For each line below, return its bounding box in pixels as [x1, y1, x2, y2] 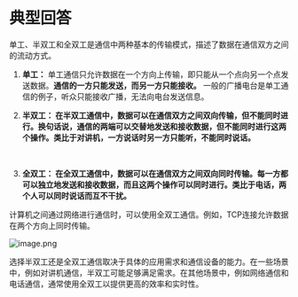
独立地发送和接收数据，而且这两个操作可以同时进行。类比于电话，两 [37, 179, 286, 190]
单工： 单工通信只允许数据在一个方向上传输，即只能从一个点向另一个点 [21, 68, 281, 80]
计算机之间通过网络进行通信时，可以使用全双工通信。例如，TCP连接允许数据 [9, 209, 289, 220]
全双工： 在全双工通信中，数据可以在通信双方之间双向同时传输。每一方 [21, 168, 281, 178]
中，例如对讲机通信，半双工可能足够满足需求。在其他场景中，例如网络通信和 [9, 267, 289, 277]
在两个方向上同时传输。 [9, 220, 95, 231]
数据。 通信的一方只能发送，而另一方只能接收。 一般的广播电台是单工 [29, 80, 281, 90]
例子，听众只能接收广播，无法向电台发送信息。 [37, 90, 209, 102]
